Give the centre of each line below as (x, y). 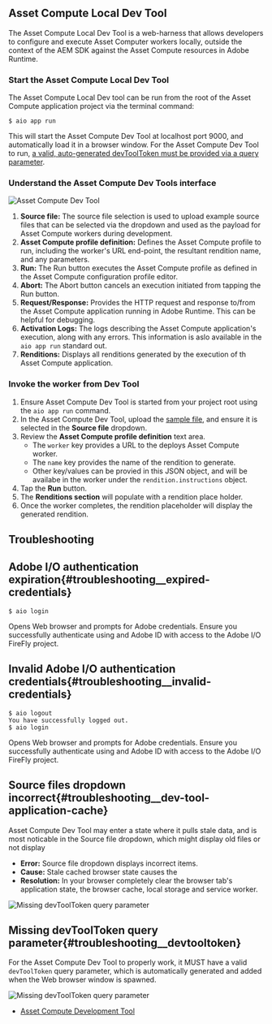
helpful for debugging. (58, 320)
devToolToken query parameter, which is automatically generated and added (135, 971)
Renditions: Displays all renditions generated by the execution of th (133, 354)
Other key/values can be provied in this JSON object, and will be (140, 471)
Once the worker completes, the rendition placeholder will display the (136, 505)
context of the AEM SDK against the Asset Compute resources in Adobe (129, 50)
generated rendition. (54, 514)
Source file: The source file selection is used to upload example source (140, 216)
